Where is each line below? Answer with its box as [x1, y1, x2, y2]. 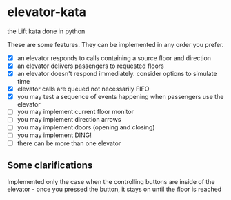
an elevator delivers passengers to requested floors [17, 62, 164, 70]
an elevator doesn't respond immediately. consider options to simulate [17, 70, 217, 78]
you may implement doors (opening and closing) [17, 123, 155, 131]
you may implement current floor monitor [17, 108, 134, 116]
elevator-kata [7, 4, 86, 20]
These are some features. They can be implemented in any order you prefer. [7, 40, 224, 48]
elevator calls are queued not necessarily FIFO [17, 84, 150, 93]
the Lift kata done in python [7, 27, 86, 35]
